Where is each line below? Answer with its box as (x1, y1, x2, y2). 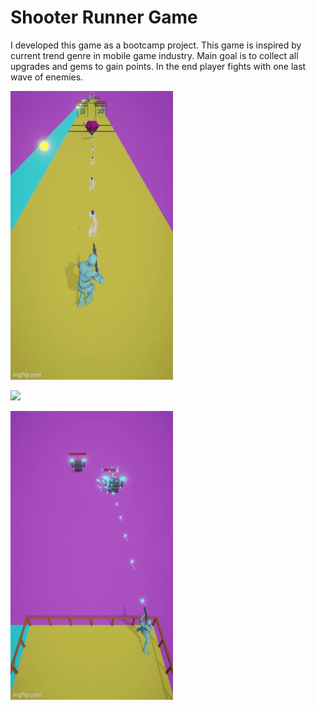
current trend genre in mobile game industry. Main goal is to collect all (10, 49, 299, 61)
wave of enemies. (10, 71, 84, 83)
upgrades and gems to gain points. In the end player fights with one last (10, 60, 307, 72)
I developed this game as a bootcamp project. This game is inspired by (10, 39, 302, 51)
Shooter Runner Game (10, 6, 198, 29)
